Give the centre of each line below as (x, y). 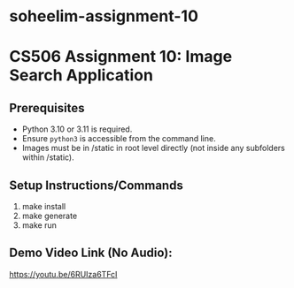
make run (39, 225)
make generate (50, 216)
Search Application (81, 76)
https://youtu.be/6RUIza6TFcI (63, 274)
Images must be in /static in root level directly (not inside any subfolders (153, 148)
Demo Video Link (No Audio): (91, 253)
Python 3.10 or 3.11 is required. (77, 129)
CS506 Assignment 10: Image (121, 57)
